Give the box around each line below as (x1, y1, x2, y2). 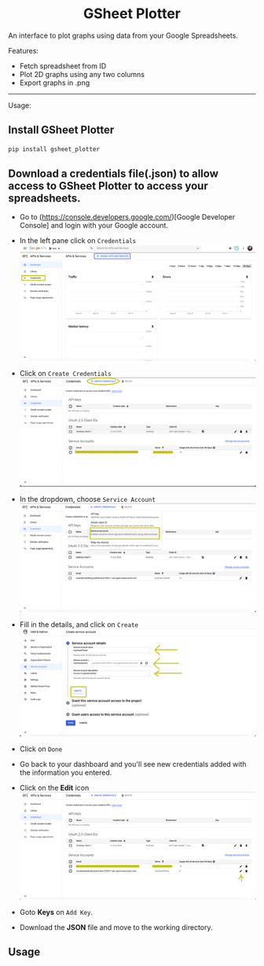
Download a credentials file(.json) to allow (8, 167, 218, 181)
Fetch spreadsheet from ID (19, 61, 107, 71)
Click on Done (19, 744, 63, 754)
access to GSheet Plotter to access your (8, 179, 208, 193)
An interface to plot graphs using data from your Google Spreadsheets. (8, 31, 238, 40)
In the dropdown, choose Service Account (19, 494, 156, 503)
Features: (8, 46, 39, 55)
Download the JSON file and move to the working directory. (19, 922, 214, 932)
